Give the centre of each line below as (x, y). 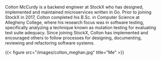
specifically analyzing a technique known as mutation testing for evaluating (80, 28)
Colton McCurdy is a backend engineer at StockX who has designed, (74, 7)
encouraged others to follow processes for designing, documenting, (73, 38)
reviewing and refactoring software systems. (50, 43)
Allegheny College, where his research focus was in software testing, (75, 22)
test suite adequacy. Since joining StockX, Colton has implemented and (77, 33)
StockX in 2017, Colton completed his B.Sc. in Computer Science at (72, 17)
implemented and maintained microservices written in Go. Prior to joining (78, 12)
